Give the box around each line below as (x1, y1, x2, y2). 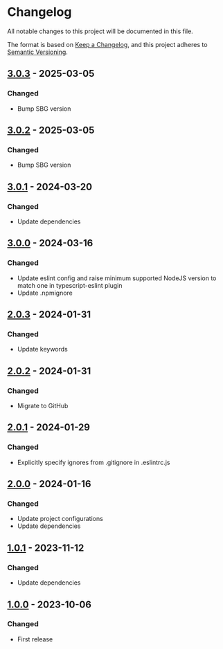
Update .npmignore (17, 289, 73, 297)
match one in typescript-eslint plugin (17, 281, 123, 289)
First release (17, 634, 53, 643)
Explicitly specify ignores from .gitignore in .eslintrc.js (17, 458, 170, 466)
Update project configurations (17, 515, 104, 523)
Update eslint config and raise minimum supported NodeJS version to (17, 274, 217, 282)
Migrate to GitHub (17, 402, 69, 410)
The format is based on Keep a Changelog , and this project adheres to (7, 40, 208, 48)
